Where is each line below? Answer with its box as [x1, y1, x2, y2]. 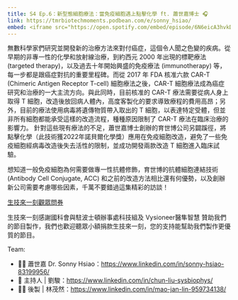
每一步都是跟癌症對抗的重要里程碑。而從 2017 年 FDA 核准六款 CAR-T [7, 70, 210, 79]
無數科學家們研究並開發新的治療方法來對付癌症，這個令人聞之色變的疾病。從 [7, 44, 231, 52]
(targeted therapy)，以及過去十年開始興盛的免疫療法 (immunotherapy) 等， [7, 62, 227, 70]
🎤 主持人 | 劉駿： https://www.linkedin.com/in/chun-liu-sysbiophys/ [17, 276, 213, 284]
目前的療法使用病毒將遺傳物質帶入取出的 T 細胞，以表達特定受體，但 [19, 106, 220, 114]
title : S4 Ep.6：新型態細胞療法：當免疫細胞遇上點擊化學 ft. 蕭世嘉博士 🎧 [7, 10, 209, 18]
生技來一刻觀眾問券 [7, 198, 64, 206]
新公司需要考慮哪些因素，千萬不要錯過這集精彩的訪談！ [7, 183, 169, 191]
